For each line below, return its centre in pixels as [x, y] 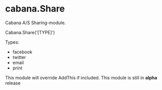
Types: [12, 42]
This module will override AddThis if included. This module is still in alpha [81, 77]
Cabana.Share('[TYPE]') [30, 32]
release [13, 83]
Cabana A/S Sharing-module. [36, 23]
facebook [22, 52]
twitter [19, 57]
